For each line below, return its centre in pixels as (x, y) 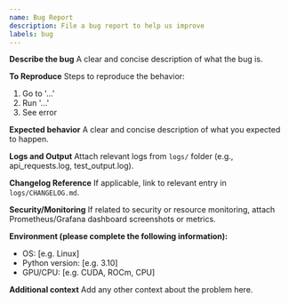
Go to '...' (38, 93)
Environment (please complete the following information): (119, 236)
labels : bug (31, 34)
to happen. (29, 140)
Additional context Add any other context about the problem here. (131, 290)
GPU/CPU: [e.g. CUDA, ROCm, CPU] (88, 273)
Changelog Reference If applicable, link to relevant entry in (118, 183)
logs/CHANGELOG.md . (44, 193)
